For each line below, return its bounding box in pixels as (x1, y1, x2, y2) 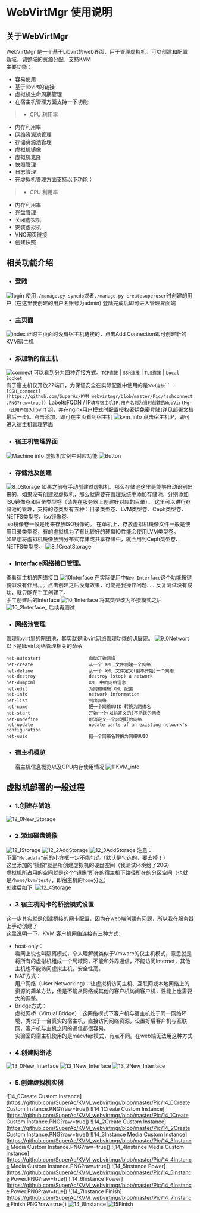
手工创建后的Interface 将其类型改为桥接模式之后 (6, 596, 162, 604)
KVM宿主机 (6, 338, 34, 345)
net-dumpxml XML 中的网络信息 (6, 679, 126, 686)
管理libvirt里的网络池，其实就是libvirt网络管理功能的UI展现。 (6, 635, 154, 642)
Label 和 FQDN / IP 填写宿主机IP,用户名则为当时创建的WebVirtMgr (48, 399, 192, 406)
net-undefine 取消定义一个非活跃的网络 (6, 716, 142, 723)
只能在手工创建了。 (21, 589, 69, 596)
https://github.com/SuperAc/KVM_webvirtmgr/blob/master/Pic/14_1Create (8, 1111, 189, 1119)
